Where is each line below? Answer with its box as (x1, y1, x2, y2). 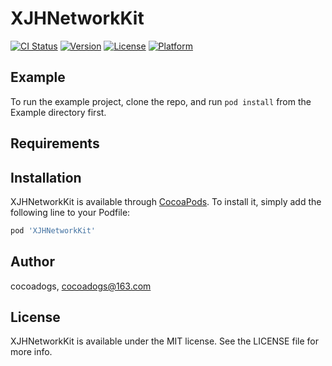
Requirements (10, 135, 100, 152)
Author (10, 253, 55, 271)
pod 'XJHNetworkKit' (10, 225, 97, 236)
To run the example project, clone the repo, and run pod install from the (10, 95, 312, 107)
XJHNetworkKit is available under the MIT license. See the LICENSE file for (10, 335, 319, 347)
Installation (10, 169, 82, 186)
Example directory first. (10, 106, 107, 118)
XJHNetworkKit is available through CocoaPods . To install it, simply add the (10, 195, 322, 207)
